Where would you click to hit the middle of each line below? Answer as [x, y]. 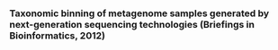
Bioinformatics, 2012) [58, 36]
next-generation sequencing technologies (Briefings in [132, 24]
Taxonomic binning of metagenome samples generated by [139, 13]
